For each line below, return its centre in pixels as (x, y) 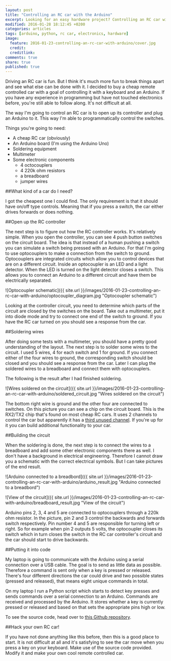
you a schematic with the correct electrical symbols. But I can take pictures (84, 461)
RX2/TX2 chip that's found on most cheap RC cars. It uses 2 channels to (81, 415)
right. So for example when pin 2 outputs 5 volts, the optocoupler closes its (84, 529)
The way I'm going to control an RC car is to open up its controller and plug (84, 113)
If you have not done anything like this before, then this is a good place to (82, 637)
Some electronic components (44, 160)
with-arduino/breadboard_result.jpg (43, 503)
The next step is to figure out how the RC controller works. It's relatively (81, 232)
